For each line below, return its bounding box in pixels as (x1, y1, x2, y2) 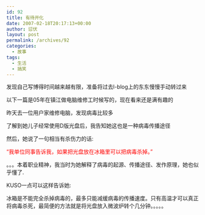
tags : (6, 54, 20, 60)
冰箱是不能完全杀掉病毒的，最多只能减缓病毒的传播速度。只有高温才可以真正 (6, 195, 199, 202)
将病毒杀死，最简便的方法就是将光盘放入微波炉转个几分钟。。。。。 (6, 202, 167, 210)
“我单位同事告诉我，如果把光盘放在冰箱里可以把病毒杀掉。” (6, 148, 153, 156)
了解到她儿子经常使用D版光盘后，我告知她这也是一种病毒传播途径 (6, 122, 171, 129)
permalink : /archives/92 (6, 37, 70, 43)
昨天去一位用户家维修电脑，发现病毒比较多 (6, 109, 113, 117)
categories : (6, 43, 37, 49)
